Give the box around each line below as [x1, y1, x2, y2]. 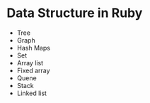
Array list [16, 58, 44, 67]
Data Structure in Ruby [6, 5, 143, 21]
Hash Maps [16, 43, 51, 52]
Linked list [16, 89, 47, 97]
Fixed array [16, 66, 50, 75]
